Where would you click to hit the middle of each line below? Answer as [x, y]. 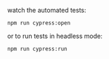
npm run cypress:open [39, 23]
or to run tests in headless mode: [55, 36]
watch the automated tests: [47, 10]
